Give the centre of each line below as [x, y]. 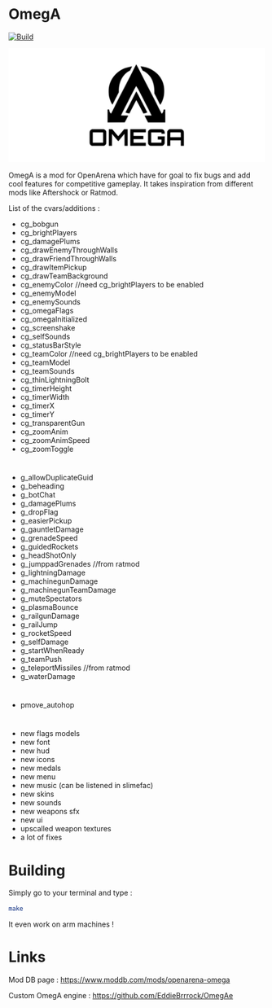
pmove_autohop [47, 705]
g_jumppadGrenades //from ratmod [80, 564]
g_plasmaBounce [49, 607]
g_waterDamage [48, 677]
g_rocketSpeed [46, 633]
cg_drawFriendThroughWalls [68, 258]
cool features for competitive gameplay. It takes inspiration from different [131, 183]
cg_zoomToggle [47, 449]
